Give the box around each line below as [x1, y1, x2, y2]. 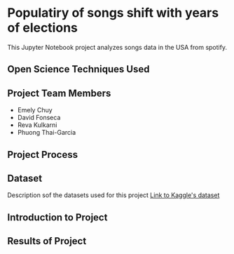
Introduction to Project [7, 211, 108, 223]
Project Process [7, 149, 78, 161]
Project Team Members [7, 87, 111, 99]
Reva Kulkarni [17, 121, 57, 129]
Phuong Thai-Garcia [17, 128, 76, 137]
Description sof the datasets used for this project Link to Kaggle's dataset [7, 191, 220, 199]
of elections [7, 20, 78, 36]
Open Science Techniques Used [7, 63, 150, 75]
